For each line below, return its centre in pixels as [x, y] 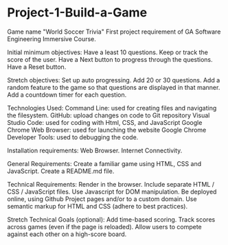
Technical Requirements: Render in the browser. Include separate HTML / [111, 184]
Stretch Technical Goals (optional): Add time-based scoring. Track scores [111, 219]
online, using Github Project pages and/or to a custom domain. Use [102, 199]
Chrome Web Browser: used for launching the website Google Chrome [107, 130]
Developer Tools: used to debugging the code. [73, 137]
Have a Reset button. [37, 67]
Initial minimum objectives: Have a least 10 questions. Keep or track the [107, 52]
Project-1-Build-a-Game [77, 13]
